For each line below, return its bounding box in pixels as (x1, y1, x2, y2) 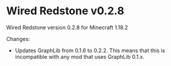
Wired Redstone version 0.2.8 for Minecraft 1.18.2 (6, 24, 128, 31)
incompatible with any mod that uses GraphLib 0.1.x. (14, 53, 145, 60)
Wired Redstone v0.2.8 (6, 4, 125, 18)
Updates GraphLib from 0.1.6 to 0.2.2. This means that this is (14, 46, 166, 54)
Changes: (6, 35, 30, 42)
